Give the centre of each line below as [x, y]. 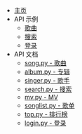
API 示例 [26, 19]
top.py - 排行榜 [46, 114]
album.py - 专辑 [47, 72]
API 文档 [26, 54]
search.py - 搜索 [48, 89]
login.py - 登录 [45, 123]
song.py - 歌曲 [45, 63]
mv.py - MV [41, 97]
